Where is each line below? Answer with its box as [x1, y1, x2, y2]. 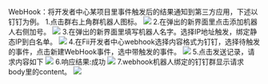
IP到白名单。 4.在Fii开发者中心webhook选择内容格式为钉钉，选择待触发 [14, 37, 260, 46]
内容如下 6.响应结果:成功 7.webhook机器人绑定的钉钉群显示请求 [14, 57, 244, 66]
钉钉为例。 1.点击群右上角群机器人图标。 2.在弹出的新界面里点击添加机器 [8, 17, 258, 26]
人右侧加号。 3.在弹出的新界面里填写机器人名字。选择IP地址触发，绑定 [8, 27, 250, 36]
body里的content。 [8, 67, 72, 76]
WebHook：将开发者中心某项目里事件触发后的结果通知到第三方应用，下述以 [8, 7, 258, 16]
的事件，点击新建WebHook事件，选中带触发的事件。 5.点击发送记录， [8, 47, 248, 56]
